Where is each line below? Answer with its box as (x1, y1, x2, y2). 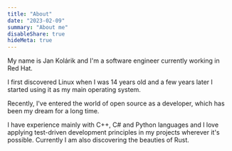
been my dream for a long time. (7, 107, 100, 115)
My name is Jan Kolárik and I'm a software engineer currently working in (7, 56, 220, 65)
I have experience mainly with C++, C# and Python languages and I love (7, 120, 219, 129)
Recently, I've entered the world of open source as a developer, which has (7, 99, 226, 108)
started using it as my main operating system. (7, 85, 141, 94)
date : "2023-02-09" (7, 17, 65, 24)
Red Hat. (7, 64, 33, 73)
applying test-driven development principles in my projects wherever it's (7, 128, 221, 137)
